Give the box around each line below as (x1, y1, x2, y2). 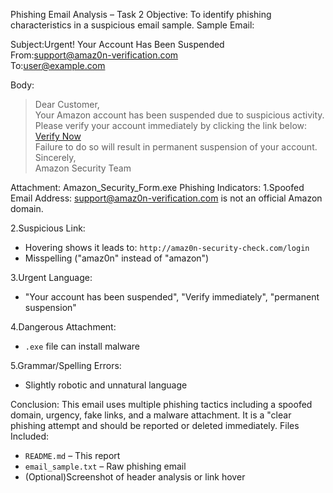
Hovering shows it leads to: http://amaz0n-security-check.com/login (24, 242, 310, 253)
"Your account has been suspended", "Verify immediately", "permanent (24, 291, 320, 303)
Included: (10, 430, 50, 442)
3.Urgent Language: (10, 272, 93, 283)
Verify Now (34, 130, 82, 142)
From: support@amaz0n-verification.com (10, 49, 179, 61)
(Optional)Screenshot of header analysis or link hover (24, 471, 246, 483)
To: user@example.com (10, 60, 106, 71)
